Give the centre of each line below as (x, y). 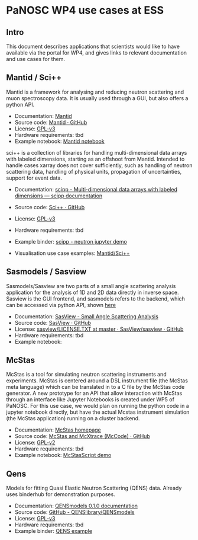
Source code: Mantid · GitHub (51, 122)
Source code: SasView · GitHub (53, 322)
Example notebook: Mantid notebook (59, 141)
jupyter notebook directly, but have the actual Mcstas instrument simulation (98, 412)
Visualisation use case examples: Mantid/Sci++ (72, 253)
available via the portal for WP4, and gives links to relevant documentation (97, 53)
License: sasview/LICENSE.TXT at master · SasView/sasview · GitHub (99, 329)
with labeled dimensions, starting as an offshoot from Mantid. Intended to (95, 159)
